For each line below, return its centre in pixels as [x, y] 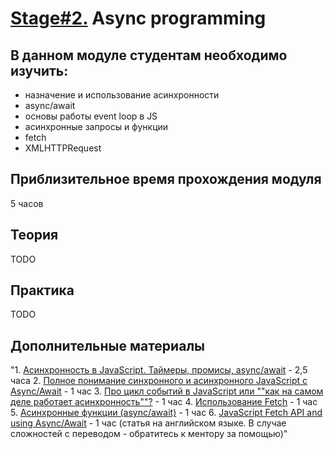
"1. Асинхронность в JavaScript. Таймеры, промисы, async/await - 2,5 [159, 370]
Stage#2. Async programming [138, 18]
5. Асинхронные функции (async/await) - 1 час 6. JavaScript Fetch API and [166, 413]
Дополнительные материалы [108, 345]
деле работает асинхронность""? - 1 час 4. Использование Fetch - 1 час [164, 402]
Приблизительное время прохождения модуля [166, 179]
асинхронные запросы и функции [96, 126]
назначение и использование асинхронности [122, 95]
